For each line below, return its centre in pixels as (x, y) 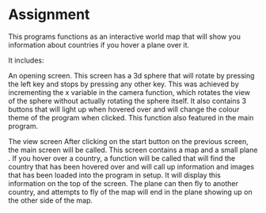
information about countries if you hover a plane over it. (99, 44)
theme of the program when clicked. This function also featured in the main (131, 117)
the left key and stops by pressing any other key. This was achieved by (123, 84)
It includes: (26, 60)
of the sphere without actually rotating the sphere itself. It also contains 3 (127, 101)
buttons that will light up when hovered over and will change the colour (124, 109)
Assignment (49, 15)
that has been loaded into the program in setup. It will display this (115, 175)
